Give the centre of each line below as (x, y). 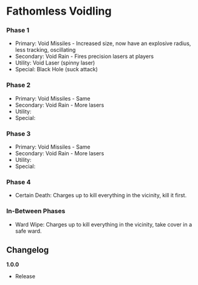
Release (25, 276)
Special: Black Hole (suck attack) (56, 69)
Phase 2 (19, 85)
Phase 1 (18, 30)
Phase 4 (19, 182)
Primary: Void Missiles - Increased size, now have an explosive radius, (103, 43)
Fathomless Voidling (59, 11)
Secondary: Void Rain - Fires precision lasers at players (84, 57)
